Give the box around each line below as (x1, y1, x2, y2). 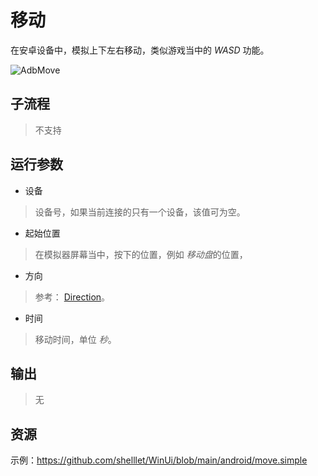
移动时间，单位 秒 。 (34, 333, 117, 345)
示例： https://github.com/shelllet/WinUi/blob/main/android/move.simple (10, 454, 308, 466)
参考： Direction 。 (34, 291, 111, 303)
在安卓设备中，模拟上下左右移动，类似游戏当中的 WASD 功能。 (10, 44, 270, 56)
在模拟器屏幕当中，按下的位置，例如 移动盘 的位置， (34, 248, 248, 260)
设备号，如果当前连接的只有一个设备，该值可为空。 (34, 206, 246, 218)
